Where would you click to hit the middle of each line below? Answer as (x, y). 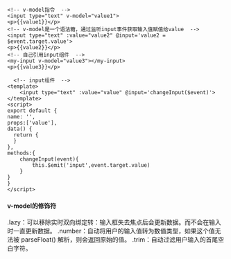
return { (26, 135)
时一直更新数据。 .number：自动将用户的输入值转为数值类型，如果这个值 (111, 231)
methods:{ (22, 153)
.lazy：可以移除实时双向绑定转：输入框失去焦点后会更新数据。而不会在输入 (114, 222)
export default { (32, 111)
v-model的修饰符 (32, 206)
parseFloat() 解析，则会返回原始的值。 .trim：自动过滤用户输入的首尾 (119, 240)
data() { (20, 129)
